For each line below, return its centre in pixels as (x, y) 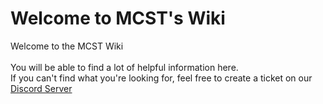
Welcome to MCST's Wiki (118, 18)
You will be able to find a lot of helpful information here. (124, 67)
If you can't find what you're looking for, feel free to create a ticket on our (161, 78)
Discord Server (41, 88)
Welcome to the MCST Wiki (67, 46)
